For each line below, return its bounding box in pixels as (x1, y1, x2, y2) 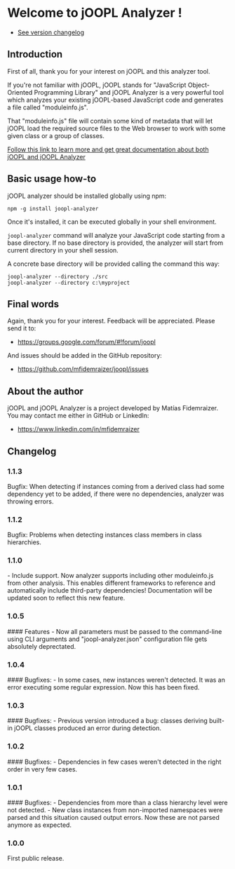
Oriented (7, 88, 33, 96)
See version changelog (17, 28, 84, 36)
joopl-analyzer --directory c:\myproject (7, 279, 130, 286)
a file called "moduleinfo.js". (7, 103, 88, 112)
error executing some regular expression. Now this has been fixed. (7, 683, 200, 692)
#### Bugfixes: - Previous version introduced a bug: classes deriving (7, 717, 208, 725)
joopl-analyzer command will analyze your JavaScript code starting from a (7, 231, 225, 239)
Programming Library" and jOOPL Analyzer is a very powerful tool (34, 88, 224, 96)
